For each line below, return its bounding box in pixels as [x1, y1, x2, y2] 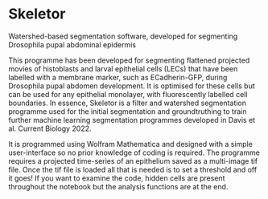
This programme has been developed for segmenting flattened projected [8, 55, 250, 65]
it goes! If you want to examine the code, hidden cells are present [8, 173, 225, 183]
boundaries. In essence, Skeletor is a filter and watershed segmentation [8, 98, 247, 108]
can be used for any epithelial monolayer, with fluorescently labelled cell [8, 89, 248, 99]
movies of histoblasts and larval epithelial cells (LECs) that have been [8, 63, 238, 73]
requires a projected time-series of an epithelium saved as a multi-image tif [8, 156, 258, 165]
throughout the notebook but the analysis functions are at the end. [8, 181, 229, 191]
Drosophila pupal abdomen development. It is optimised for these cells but [8, 81, 255, 91]
